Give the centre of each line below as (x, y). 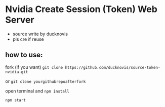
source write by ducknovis (40, 34)
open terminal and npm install (37, 91)
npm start (16, 100)
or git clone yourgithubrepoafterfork (46, 81)
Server (20, 20)
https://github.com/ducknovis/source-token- (113, 67)
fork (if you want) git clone (34, 67)
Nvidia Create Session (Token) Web (81, 9)
